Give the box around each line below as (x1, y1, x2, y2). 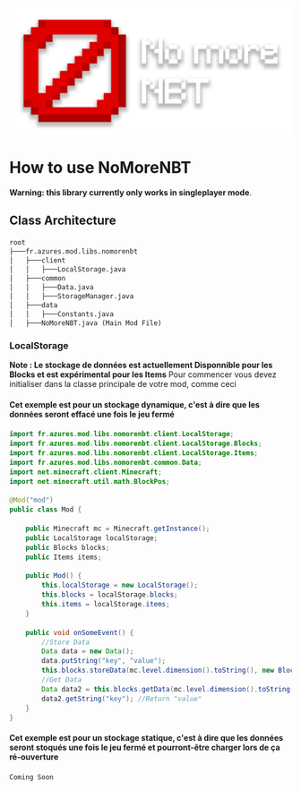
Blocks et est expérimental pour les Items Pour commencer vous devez (9, 369, 277, 380)
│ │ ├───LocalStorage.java (9, 264, 126, 274)
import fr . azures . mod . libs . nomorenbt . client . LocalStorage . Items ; (9, 449, 258, 458)
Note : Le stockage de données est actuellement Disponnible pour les (9, 360, 273, 371)
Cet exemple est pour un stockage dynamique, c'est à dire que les (9, 399, 260, 409)
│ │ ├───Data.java (9, 282, 94, 292)
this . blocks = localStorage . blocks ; (41, 590, 178, 599)
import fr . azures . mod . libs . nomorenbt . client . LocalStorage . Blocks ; (9, 439, 262, 449)
